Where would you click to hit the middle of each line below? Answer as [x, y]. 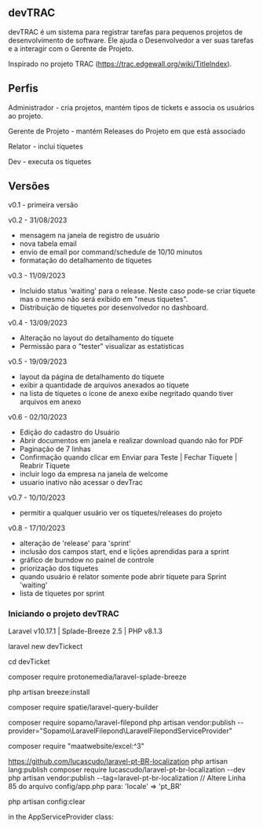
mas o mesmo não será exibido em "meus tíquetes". [104, 299]
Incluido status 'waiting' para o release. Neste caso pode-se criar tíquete [137, 291]
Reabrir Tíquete [45, 466]
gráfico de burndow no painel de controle [87, 560]
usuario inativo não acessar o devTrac [81, 482]
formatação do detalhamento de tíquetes [86, 260]
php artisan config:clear [47, 801]
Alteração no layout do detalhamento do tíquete [97, 338]
